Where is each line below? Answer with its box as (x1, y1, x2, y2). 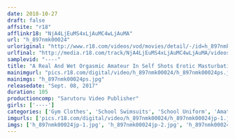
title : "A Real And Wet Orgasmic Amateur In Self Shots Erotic (7, 62, 196, 69)
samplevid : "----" (7, 56, 61, 63)
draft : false (7, 17, 45, 24)
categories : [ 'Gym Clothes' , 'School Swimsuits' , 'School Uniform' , (7, 108, 211, 115)
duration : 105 (7, 88, 49, 95)
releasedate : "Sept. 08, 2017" (7, 82, 99, 89)
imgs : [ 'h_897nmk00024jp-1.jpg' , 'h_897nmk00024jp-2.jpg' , (7, 121, 183, 128)
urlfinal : (7, 50, 36, 57)
